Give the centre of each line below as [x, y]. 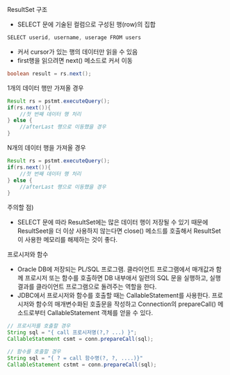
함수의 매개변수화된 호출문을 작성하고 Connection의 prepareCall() [126, 304]
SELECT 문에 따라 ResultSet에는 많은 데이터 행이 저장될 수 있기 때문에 [113, 222]
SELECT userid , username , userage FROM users [74, 38]
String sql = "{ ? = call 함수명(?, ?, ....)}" [75, 358]
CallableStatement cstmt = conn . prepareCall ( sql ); [82, 365]
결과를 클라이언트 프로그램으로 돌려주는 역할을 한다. [87, 286]
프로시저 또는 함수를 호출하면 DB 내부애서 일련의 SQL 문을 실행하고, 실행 [123, 278]
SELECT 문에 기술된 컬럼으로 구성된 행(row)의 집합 [87, 24]
